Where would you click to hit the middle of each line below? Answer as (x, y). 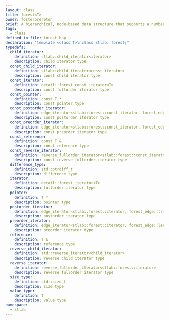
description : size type (39, 286)
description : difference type (46, 174)
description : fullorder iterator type (55, 188)
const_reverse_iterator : (36, 151)
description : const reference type (52, 146)
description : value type (40, 300)
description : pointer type (43, 202)
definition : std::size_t (40, 282)
